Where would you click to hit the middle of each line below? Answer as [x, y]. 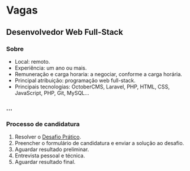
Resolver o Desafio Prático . [48, 137]
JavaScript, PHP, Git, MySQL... [52, 93]
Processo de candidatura [43, 124]
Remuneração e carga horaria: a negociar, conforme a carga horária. [98, 74]
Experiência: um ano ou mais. [51, 68]
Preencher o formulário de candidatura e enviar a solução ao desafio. [99, 143]
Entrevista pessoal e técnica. [50, 156]
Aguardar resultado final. [45, 162]
